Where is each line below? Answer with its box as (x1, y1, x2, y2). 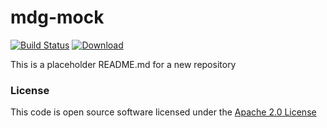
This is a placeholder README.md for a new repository (10, 58, 237, 70)
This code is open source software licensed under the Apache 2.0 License (10, 106, 317, 118)
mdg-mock (10, 6, 105, 29)
